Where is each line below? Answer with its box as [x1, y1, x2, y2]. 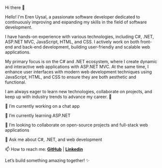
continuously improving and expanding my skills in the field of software [5, 19, 147, 25]
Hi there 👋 [5, 5, 25, 10]
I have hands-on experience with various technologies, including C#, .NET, [5, 34, 154, 39]
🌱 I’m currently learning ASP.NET [5, 113, 71, 118]
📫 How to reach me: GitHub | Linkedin [5, 146, 83, 152]
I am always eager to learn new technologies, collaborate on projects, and [5, 89, 152, 94]
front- [140, 39, 152, 45]
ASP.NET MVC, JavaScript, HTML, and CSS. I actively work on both [5, 39, 139, 45]
